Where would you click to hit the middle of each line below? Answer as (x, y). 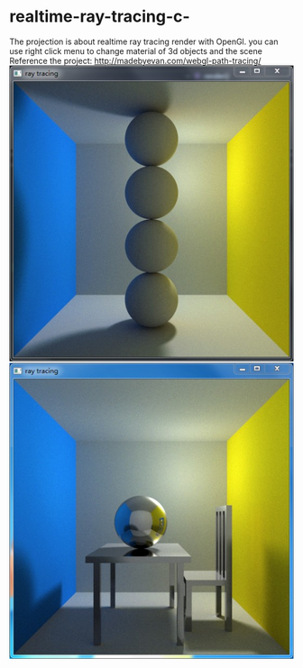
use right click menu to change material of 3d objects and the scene (136, 50)
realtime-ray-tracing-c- (100, 17)
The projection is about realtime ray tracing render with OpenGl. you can (144, 41)
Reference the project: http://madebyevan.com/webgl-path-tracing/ (135, 60)
